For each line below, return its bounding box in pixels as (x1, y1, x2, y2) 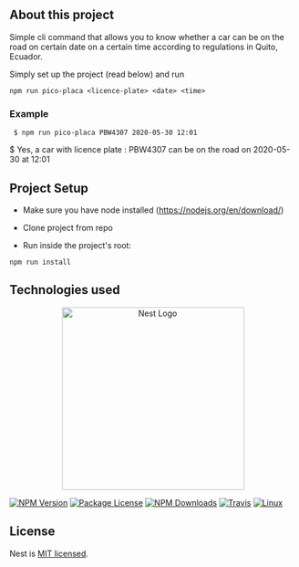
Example (9, 107, 49, 120)
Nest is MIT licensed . (9, 548, 89, 559)
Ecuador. (9, 50, 43, 62)
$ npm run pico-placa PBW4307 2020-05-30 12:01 (13, 128, 198, 138)
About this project (9, 7, 115, 23)
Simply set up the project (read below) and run (9, 68, 185, 79)
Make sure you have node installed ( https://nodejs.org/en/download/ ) (22, 205, 284, 215)
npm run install (9, 257, 71, 267)
